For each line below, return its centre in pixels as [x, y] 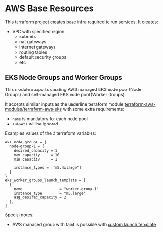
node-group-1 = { [27, 146]
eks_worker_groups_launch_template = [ [45, 180]
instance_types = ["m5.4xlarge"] [48, 168]
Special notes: [19, 215]
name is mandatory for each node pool [50, 118]
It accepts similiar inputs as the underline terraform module [64, 104]
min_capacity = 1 [36, 159]
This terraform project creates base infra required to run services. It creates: [81, 22]
